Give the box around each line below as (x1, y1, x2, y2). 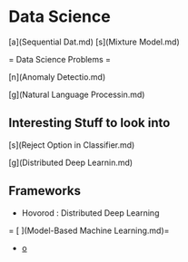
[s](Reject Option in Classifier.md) (8, 139, 135, 150)
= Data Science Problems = (8, 53, 111, 64)
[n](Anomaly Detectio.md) (8, 71, 106, 82)
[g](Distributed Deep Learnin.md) (8, 157, 134, 168)
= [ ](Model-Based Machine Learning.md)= (8, 225, 170, 236)
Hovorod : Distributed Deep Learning (21, 207, 160, 218)
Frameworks (8, 183, 82, 199)
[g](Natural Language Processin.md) (8, 89, 145, 100)
